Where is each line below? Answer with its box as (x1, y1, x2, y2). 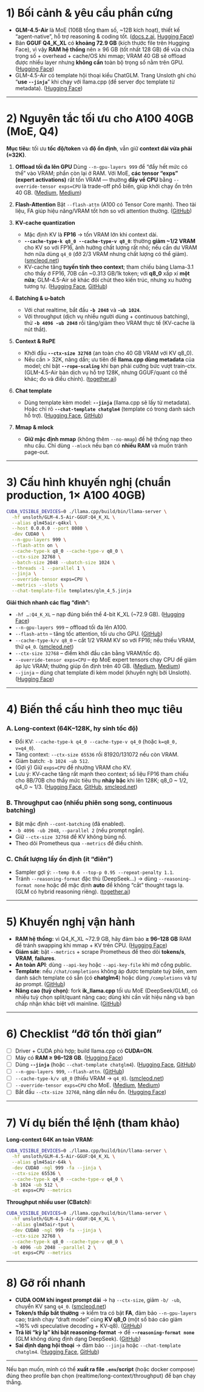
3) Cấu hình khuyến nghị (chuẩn (6, 475, 171, 489)
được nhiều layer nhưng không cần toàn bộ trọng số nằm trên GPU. (15, 59, 184, 66)
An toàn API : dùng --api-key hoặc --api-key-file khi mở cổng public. (15, 961, 192, 968)
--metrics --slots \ (12, 582, 64, 588)
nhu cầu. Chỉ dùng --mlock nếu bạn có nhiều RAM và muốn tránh (24, 442, 188, 449)
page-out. (24, 448, 50, 455)
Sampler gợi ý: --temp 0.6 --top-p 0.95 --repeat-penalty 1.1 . (15, 868, 174, 876)
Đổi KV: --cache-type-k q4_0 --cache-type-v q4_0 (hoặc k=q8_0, (15, 738, 178, 745)
